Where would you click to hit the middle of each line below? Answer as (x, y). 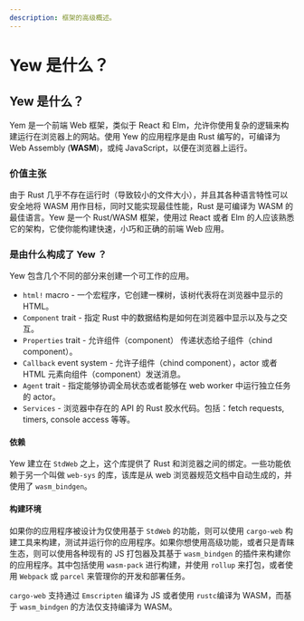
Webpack (34, 577)
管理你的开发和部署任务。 (142, 576)
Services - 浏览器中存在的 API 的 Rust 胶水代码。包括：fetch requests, (153, 408)
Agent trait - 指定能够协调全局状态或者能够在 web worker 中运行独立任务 (157, 386)
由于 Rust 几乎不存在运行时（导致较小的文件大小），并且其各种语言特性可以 (149, 195)
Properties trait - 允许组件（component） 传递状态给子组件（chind (147, 340)
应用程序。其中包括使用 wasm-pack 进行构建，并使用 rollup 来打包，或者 (151, 564)
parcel (72, 577)
